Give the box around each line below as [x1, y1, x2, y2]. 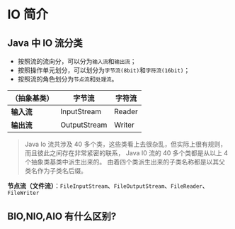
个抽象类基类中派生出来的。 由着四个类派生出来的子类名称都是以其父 [24, 157, 225, 166]
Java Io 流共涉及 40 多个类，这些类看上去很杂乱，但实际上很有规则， [24, 140, 227, 148]
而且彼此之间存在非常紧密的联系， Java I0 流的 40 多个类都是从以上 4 [24, 149, 229, 157]
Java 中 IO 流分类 [7, 37, 83, 49]
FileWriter [7, 189, 40, 196]
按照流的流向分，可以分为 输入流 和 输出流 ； [17, 57, 137, 65]
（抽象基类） [11, 94, 55, 103]
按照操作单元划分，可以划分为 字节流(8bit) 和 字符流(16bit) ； [17, 66, 190, 74]
